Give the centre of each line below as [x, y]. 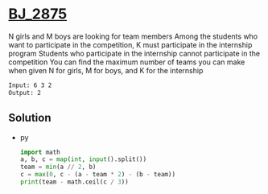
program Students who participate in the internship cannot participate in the [134, 53]
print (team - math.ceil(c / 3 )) [74, 182]
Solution [30, 118]
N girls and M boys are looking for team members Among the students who [133, 36]
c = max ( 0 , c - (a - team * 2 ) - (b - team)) [97, 175]
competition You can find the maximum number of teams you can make [127, 62]
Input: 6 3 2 [30, 85]
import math [40, 152]
